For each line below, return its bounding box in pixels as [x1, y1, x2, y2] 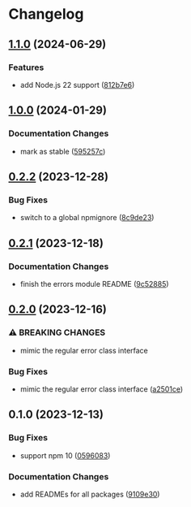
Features [8, 62, 45, 73]
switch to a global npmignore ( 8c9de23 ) [19, 213, 155, 223]
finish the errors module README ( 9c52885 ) [19, 279, 169, 288]
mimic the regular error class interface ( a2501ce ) [19, 383, 184, 394]
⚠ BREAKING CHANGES [8, 327, 106, 338]
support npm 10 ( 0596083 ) [19, 450, 111, 460]
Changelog [8, 5, 84, 24]
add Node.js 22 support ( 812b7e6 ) [19, 80, 135, 89]
